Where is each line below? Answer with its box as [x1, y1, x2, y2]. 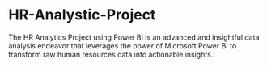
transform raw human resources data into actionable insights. [8, 49, 214, 59]
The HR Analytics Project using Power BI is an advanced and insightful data [8, 32, 260, 42]
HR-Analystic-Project [8, 6, 156, 24]
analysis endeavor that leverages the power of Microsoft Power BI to [8, 40, 237, 50]
